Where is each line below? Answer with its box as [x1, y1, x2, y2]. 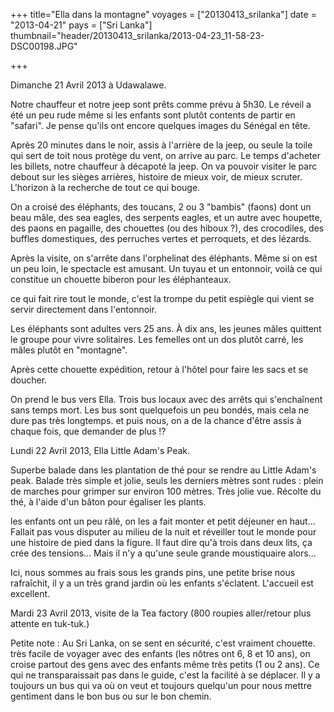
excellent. [10, 588, 51, 599]
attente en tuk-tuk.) [10, 618, 90, 629]
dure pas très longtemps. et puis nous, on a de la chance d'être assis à [10, 415, 302, 426]
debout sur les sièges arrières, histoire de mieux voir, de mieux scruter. [10, 171, 303, 183]
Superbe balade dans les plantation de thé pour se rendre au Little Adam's [10, 464, 317, 476]
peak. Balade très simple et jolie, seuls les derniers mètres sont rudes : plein [10, 475, 324, 486]
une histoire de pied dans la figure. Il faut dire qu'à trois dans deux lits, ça [10, 537, 313, 548]
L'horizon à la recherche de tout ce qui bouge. [10, 182, 201, 193]
